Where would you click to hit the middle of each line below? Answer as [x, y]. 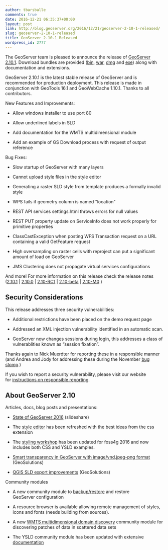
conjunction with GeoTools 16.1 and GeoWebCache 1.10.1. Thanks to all [77, 88]
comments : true [21, 15]
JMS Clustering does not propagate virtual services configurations [81, 266]
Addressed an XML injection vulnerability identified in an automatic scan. [88, 329]
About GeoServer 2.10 [40, 395]
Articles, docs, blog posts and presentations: [51, 408]
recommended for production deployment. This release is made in [73, 83]
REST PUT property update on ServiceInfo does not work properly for [85, 221]
